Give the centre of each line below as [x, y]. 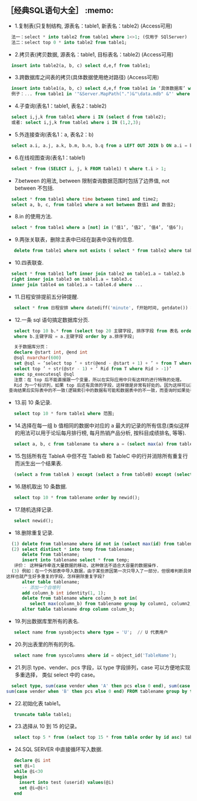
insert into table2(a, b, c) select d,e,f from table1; [81, 65]
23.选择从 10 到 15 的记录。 [47, 726]
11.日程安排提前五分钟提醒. [47, 297]
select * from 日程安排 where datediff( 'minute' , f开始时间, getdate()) [101, 308]
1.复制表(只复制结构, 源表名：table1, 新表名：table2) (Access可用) [94, 26]
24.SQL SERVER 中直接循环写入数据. [59, 749]
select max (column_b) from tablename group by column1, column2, [111, 604]
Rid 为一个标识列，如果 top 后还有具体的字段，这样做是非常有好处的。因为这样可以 [102, 385]
